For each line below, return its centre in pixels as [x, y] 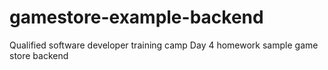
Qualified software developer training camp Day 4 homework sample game [164, 45]
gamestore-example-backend [136, 17]
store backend [39, 55]
